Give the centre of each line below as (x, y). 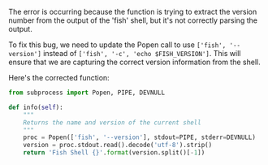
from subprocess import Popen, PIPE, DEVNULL (86, 93)
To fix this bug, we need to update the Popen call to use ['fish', (117, 45)
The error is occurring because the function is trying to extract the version (133, 12)
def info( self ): (36, 107)
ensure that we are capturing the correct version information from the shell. (135, 62)
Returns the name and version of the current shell (112, 122)
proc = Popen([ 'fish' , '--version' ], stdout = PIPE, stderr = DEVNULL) (139, 137)
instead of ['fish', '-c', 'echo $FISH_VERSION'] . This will (142, 53)
